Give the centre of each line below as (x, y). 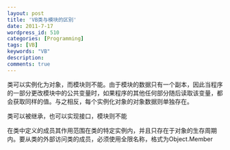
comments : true (29, 64)
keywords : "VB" (29, 52)
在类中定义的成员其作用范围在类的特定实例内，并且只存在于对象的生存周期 (112, 130)
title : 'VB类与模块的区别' (42, 20)
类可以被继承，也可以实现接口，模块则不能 (67, 116)
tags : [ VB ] (23, 45)
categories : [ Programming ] (46, 39)
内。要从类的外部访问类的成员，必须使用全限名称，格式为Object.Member (110, 139)
